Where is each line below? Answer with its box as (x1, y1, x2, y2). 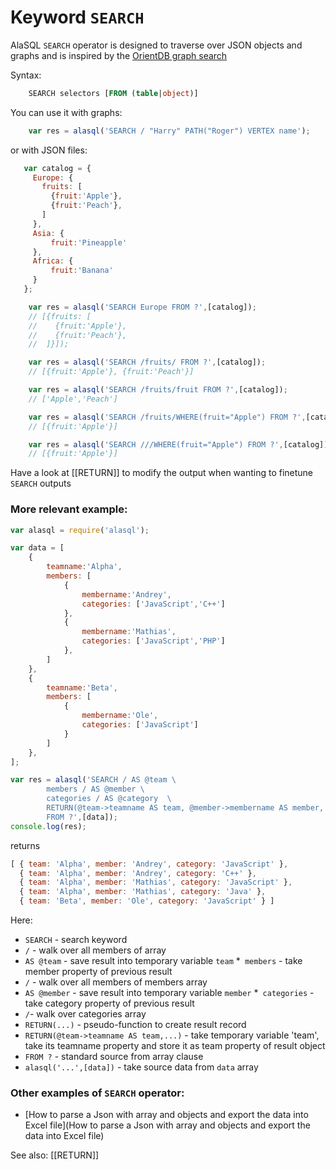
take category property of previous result (24, 997, 195, 1010)
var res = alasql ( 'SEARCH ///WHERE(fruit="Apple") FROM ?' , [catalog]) (28, 439, 329, 450)
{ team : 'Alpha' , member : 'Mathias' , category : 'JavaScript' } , (19, 877, 293, 888)
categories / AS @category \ (46, 794, 172, 804)
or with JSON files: (10, 144, 88, 156)
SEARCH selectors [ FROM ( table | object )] (28, 88, 199, 98)
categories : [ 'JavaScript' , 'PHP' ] (81, 636, 226, 646)
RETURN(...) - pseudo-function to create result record (24, 1019, 247, 1031)
